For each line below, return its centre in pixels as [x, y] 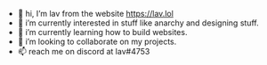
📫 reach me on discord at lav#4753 [84, 51]
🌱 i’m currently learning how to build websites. [102, 32]
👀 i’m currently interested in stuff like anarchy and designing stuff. [138, 23]
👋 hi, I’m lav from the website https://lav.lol [95, 14]
